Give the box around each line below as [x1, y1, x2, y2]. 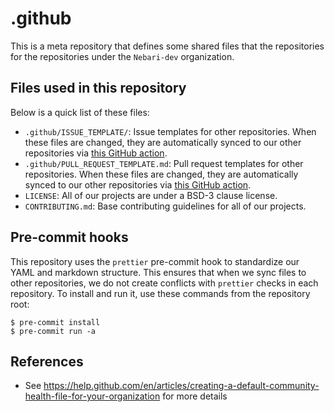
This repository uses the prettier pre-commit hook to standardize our [10, 255, 300, 267]
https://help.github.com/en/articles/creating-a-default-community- [43, 380, 320, 392]
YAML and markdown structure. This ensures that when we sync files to [10, 266, 307, 278]
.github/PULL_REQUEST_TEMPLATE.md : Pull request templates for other [24, 157, 304, 169]
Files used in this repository [10, 80, 187, 97]
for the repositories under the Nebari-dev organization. [10, 50, 235, 62]
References [10, 353, 84, 370]
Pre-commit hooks [10, 229, 129, 246]
